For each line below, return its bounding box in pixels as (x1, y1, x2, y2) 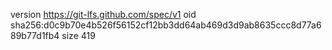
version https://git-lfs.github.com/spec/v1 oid (10, 9, 197, 20)
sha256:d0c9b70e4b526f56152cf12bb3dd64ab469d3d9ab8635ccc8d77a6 (10, 19, 322, 31)
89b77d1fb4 (10, 30, 60, 41)
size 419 (61, 30, 96, 41)
